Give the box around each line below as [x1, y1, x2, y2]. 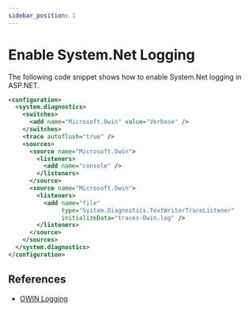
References [8, 273, 66, 286]
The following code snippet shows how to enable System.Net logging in [8, 72, 242, 82]
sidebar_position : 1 [8, 11, 77, 20]
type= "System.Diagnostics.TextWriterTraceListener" [61, 206, 236, 214]
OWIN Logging [19, 294, 69, 303]
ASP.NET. [8, 80, 40, 90]
